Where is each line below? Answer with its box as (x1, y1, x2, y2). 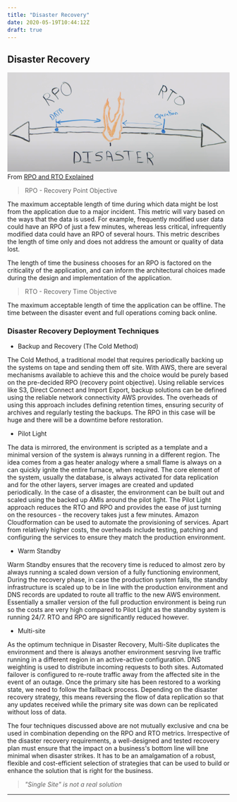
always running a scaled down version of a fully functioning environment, (7, 568, 221, 576)
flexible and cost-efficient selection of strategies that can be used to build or (7, 759, 230, 767)
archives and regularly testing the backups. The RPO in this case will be (7, 408, 216, 417)
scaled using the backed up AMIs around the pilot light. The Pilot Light (7, 495, 212, 504)
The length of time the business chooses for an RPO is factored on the (7, 258, 212, 267)
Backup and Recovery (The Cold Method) (17, 342, 139, 350)
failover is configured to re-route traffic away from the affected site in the (7, 670, 220, 678)
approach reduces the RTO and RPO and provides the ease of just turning (7, 503, 221, 511)
